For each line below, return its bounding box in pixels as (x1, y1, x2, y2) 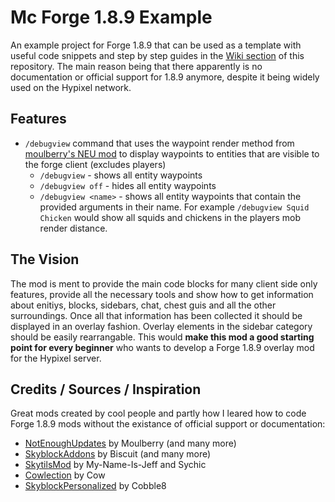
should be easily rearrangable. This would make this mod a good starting (10, 331, 315, 343)
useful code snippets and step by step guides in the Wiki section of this (10, 49, 305, 61)
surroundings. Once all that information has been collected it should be (10, 309, 303, 321)
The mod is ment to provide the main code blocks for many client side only (10, 277, 318, 290)
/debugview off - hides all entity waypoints (39, 179, 217, 191)
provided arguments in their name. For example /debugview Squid (39, 201, 310, 213)
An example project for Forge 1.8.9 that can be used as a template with (10, 39, 302, 51)
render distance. (39, 222, 108, 234)
